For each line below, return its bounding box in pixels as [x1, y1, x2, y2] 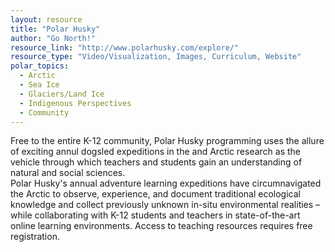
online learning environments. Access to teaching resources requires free [10, 220, 313, 232]
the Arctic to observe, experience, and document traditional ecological [10, 188, 301, 200]
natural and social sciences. [10, 167, 126, 179]
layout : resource [10, 14, 83, 25]
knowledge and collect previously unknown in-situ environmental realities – [10, 199, 321, 211]
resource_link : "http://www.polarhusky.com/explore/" [10, 42, 240, 53]
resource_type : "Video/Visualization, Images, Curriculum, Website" [10, 52, 302, 62]
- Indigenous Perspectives [19, 98, 132, 108]
